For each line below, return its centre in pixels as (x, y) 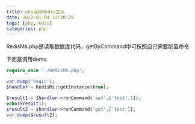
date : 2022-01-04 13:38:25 (40, 17)
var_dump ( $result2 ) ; (32, 115)
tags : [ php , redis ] (29, 23)
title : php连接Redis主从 (36, 12)
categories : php (26, 29)
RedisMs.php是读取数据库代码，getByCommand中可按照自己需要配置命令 (98, 46)
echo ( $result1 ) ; (26, 104)
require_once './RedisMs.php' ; (45, 71)
